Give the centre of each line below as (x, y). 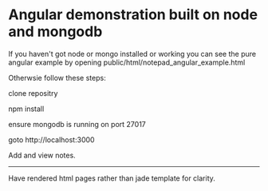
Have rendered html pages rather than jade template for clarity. (112, 178)
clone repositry (33, 93)
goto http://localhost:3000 (51, 139)
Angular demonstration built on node (133, 15)
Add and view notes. (42, 155)
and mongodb (55, 32)
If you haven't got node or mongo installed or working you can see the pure (132, 54)
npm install (26, 109)
